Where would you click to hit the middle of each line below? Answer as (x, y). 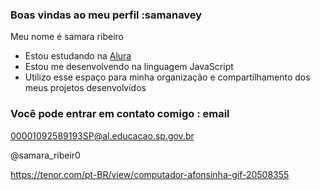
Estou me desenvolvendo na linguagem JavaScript (129, 67)
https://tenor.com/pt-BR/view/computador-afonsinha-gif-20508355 (150, 174)
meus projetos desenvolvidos (85, 88)
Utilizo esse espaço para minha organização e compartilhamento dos (167, 77)
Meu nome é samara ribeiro (67, 37)
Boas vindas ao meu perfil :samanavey (106, 15)
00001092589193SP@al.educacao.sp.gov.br (102, 135)
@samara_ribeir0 (45, 155)
